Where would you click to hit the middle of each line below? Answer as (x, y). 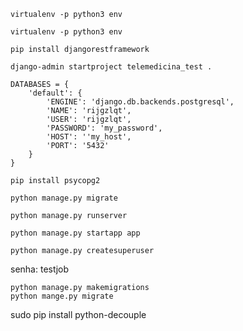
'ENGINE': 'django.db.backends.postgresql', (140, 102)
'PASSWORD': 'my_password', (104, 128)
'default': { (55, 93)
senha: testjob (40, 269)
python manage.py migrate (64, 198)
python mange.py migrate (62, 296)
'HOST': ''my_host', (89, 137)
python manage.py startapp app (75, 233)
